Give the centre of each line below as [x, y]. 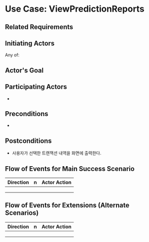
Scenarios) [22, 213]
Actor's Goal [24, 70]
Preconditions [27, 113]
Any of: [12, 55]
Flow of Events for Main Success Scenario [70, 169]
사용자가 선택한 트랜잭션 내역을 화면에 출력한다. [57, 153]
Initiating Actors [30, 43]
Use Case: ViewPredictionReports [75, 9]
